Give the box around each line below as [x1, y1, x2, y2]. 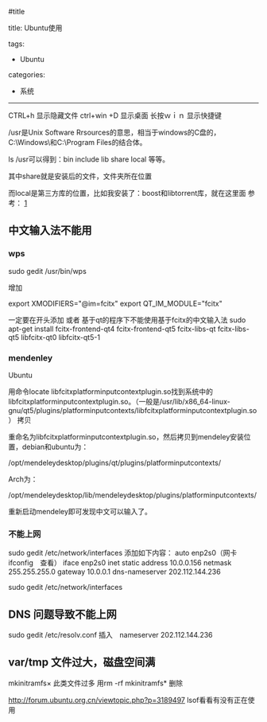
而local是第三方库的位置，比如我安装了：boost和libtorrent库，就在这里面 [8, 189, 246, 197]
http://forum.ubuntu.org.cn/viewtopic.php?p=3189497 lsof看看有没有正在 [8, 695, 249, 704]
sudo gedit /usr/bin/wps [8, 266, 87, 275]
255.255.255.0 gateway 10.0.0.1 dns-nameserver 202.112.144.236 [8, 567, 221, 576]
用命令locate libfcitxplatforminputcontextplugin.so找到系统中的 [8, 386, 213, 396]
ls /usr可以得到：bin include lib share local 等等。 [8, 154, 169, 164]
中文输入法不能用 [8, 224, 92, 237]
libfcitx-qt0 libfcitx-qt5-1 [21, 332, 101, 341]
